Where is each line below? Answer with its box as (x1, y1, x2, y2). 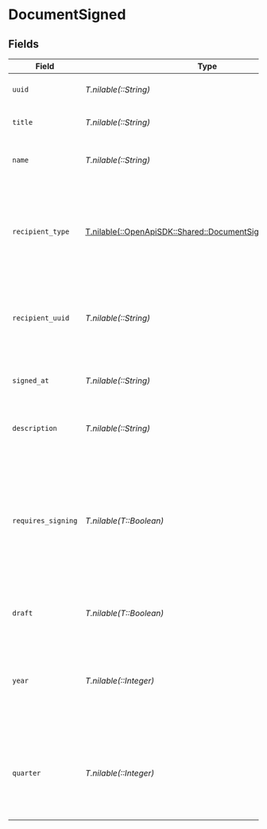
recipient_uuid (12, 314, 70, 323)
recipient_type (12, 227, 70, 236)
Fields (8, 37, 40, 51)
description (12, 424, 58, 432)
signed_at (12, 376, 49, 385)
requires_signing (12, 517, 78, 525)
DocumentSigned (8, 6, 126, 24)
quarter (12, 769, 41, 777)
